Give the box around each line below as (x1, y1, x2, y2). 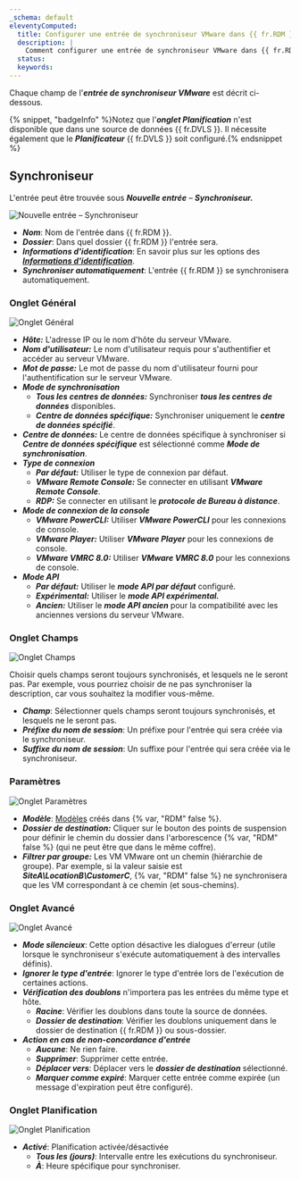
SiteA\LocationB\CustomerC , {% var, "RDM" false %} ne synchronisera (21, 870, 287, 881)
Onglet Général (9, 297, 77, 309)
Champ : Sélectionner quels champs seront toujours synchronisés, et (21, 706, 276, 716)
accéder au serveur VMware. (21, 353, 129, 364)
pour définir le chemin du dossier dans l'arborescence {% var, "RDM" (21, 832, 279, 842)
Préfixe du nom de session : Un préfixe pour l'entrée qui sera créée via (21, 724, 283, 735)
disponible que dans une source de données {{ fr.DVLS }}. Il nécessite (9, 123, 267, 134)
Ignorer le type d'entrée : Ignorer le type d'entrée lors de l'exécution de (21, 967, 284, 978)
